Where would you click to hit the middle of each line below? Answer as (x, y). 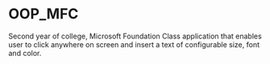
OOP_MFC (44, 14)
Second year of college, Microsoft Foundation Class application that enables (135, 36)
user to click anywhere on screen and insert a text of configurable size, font (134, 44)
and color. (25, 53)
